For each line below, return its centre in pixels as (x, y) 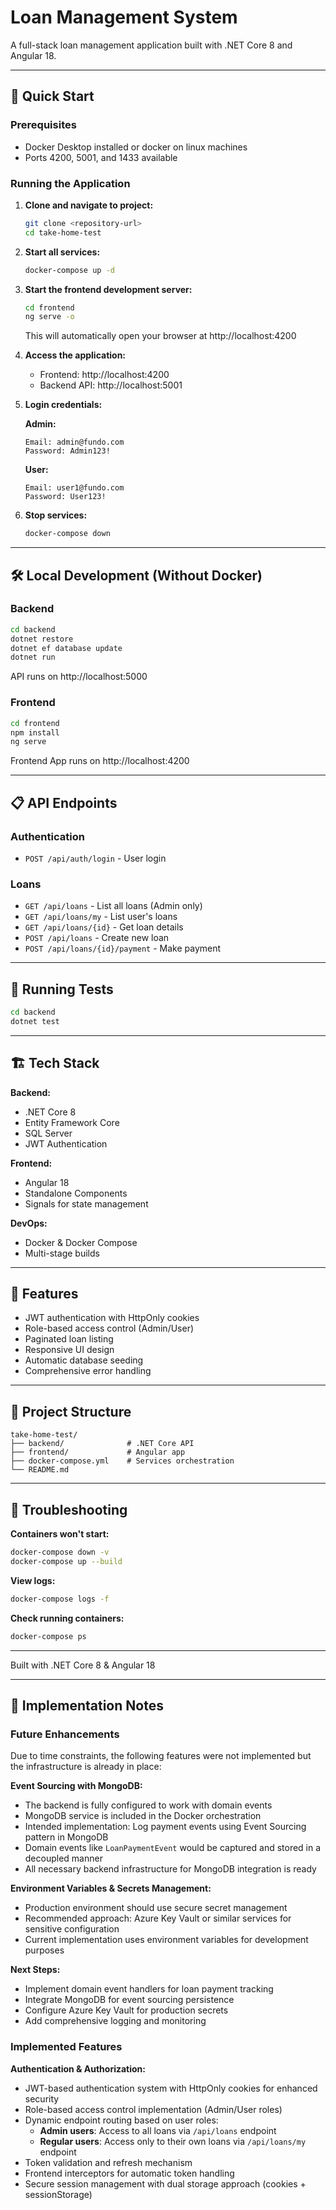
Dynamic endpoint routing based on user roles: (121, 2120)
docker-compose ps (48, 1636)
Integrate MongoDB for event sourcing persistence (129, 2000)
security (42, 2098)
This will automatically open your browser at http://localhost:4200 (160, 336)
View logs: (33, 1580)
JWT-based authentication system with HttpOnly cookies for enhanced (171, 2088)
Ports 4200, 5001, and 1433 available (101, 157)
